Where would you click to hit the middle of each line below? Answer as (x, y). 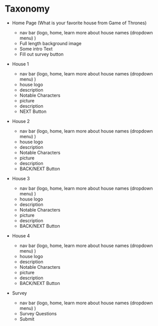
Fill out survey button (42, 54)
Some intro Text (36, 49)
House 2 (21, 121)
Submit (27, 319)
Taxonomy (27, 9)
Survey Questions (38, 313)
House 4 (21, 235)
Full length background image (50, 43)
